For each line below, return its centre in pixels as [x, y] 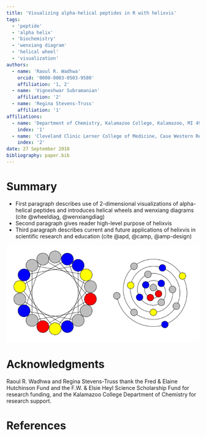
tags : [13, 19]
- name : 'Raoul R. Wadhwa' [46, 71]
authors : [17, 64]
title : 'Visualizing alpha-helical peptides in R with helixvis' [91, 13]
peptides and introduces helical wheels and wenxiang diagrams [114, 210]
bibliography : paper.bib [38, 156]
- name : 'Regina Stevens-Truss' [53, 104]
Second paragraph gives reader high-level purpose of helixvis [93, 223]
